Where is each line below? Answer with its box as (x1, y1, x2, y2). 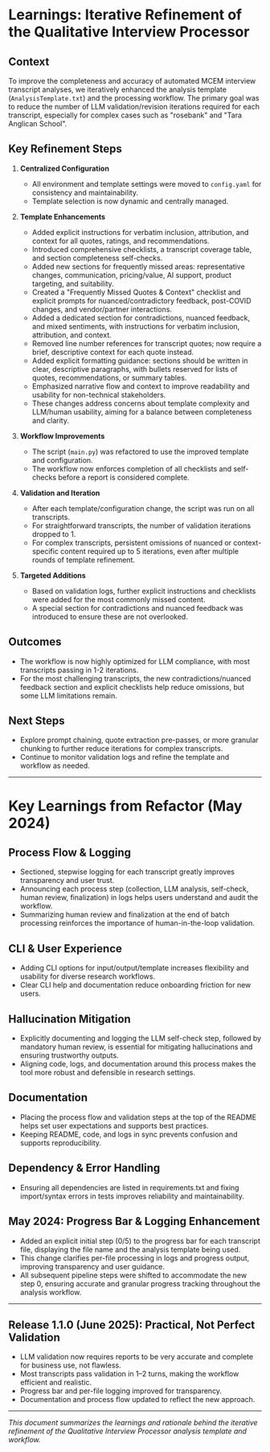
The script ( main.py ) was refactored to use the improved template (31, 447, 249, 456)
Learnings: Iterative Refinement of (8, 6, 243, 24)
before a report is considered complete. (58, 472, 190, 482)
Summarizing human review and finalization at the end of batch (19, 910, 230, 919)
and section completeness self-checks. (31, 253, 163, 262)
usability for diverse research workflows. (19, 971, 155, 981)
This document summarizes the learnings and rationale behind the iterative (8, 1418, 259, 1428)
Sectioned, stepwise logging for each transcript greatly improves (19, 867, 235, 877)
